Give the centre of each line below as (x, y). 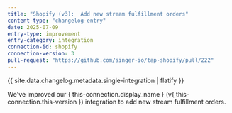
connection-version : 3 (41, 54)
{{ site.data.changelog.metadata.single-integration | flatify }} (96, 80)
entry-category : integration (50, 41)
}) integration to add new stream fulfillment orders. (152, 102)
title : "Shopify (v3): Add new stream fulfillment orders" (98, 14)
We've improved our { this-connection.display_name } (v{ (91, 94)
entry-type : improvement (44, 34)
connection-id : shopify (43, 47)
